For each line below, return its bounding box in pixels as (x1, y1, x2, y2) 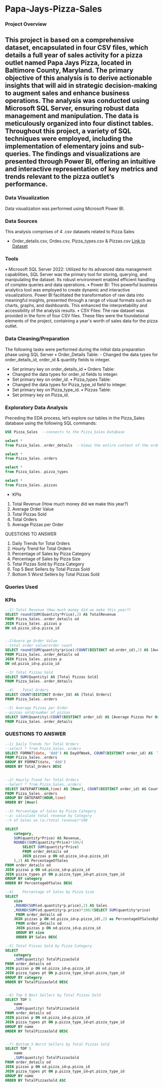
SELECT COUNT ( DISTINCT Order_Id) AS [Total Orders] (5, 692, 112, 697)
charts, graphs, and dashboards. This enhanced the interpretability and (5, 303, 147, 308)
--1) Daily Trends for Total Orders (5, 742, 79, 747)
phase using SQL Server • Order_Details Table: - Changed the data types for (5, 351, 158, 357)
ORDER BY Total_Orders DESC (5, 764, 62, 769)
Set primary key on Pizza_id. (12, 392, 69, 398)
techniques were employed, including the (5, 135, 133, 143)
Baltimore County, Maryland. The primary (5, 66, 133, 74)
